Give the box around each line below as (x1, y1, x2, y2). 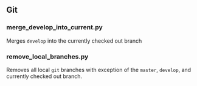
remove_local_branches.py (6, 52, 89, 60)
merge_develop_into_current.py (6, 23, 103, 32)
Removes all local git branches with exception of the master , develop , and (6, 66, 192, 73)
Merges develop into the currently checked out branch (6, 37, 142, 45)
